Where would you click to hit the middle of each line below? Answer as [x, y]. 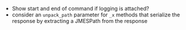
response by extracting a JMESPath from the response [80, 21]
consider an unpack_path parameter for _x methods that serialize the [96, 15]
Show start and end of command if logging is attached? [80, 9]
